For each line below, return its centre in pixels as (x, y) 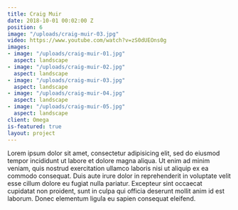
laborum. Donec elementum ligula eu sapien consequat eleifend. (102, 199)
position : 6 (25, 27)
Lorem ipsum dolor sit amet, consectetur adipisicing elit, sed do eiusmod (114, 153)
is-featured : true (34, 126)
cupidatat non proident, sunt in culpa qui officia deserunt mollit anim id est (116, 191)
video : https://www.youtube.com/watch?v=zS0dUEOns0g (87, 41)
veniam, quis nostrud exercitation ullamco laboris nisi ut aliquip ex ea (108, 169)
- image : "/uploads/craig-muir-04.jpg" (66, 93)
